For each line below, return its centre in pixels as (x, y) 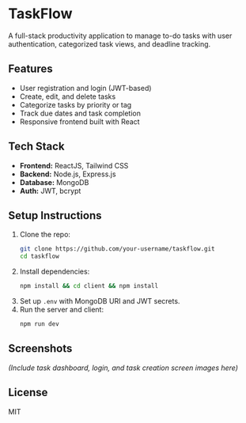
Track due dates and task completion (80, 113)
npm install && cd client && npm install (89, 286)
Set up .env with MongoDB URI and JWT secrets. (100, 301)
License (28, 393)
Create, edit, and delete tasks (68, 96)
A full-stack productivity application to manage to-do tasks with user (120, 36)
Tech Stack (36, 147)
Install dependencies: (55, 272)
